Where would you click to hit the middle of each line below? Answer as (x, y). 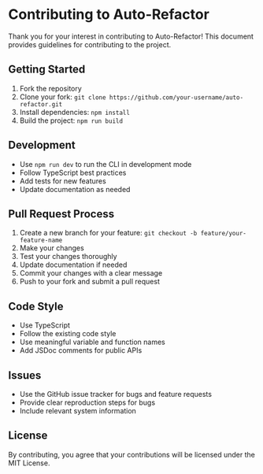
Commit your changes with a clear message (91, 273)
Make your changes (52, 248)
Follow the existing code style (68, 334)
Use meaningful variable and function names (92, 342)
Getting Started (47, 70)
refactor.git (41, 104)
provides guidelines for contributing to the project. (90, 44)
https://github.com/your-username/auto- (176, 97)
